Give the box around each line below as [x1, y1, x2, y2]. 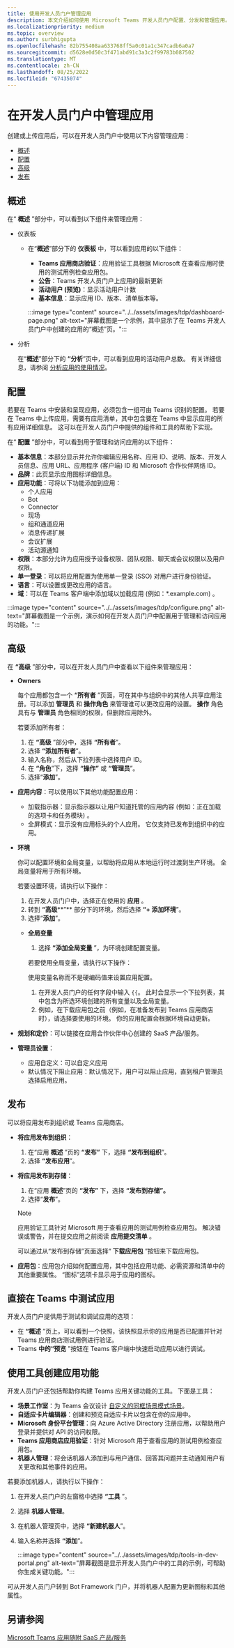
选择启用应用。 [27, 1076, 71, 1084]
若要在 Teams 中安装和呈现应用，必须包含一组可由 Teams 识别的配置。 [7, 405, 211, 413]
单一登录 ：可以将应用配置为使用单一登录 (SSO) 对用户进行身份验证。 [17, 572, 215, 580]
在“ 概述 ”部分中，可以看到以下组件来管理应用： [7, 215, 145, 223]
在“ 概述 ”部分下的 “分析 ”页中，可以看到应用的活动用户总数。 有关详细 [17, 355, 216, 363]
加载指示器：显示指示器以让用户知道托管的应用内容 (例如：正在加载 [27, 802, 221, 811]
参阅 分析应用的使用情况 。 [36, 363, 111, 372]
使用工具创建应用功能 [7, 1367, 99, 1379]
